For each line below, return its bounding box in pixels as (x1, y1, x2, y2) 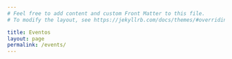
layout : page (7, 35, 45, 42)
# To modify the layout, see (7, 16, 91, 23)
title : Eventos (7, 29, 51, 36)
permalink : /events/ (7, 42, 67, 49)
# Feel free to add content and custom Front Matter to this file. (7, 10, 206, 17)
